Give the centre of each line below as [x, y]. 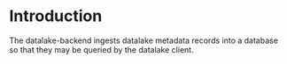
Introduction [56, 16]
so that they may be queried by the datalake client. [101, 49]
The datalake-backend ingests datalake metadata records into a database [144, 40]
